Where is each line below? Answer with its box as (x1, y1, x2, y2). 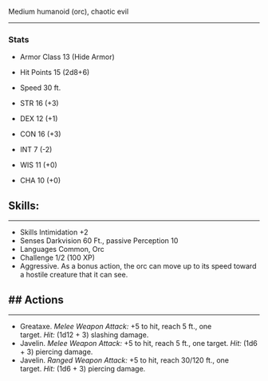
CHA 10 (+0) (19, 175, 61, 186)
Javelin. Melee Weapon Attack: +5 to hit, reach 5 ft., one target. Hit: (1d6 (19, 338, 258, 348)
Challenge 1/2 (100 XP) (19, 253, 96, 262)
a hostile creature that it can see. (19, 270, 128, 280)
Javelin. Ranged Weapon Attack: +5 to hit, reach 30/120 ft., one (19, 355, 230, 365)
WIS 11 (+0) (19, 160, 57, 170)
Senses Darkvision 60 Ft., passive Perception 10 (19, 236, 179, 245)
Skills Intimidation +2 (19, 227, 89, 238)
